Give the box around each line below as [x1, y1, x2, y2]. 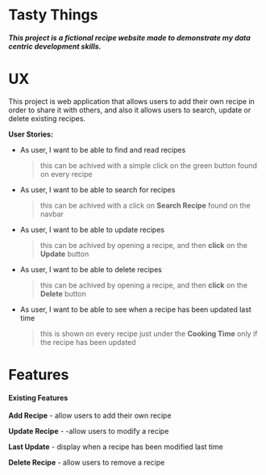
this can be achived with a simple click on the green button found [39, 160, 258, 170]
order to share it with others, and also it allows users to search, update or [8, 105, 251, 115]
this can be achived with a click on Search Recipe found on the [39, 200, 251, 210]
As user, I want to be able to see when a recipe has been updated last [19, 305, 251, 314]
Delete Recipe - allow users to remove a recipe [8, 458, 165, 468]
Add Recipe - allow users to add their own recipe [8, 410, 172, 421]
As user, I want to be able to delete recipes [19, 264, 163, 274]
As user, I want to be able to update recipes [19, 225, 165, 234]
